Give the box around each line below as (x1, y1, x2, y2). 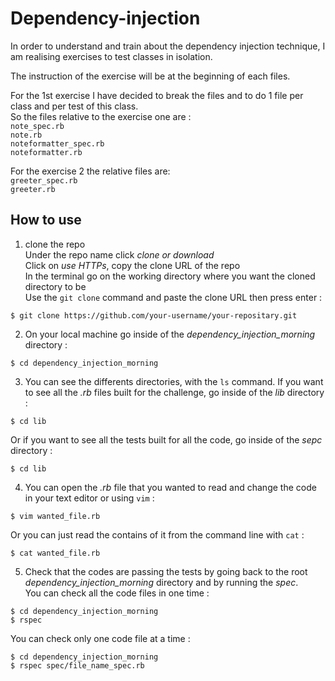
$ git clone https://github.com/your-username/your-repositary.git (10, 310, 298, 321)
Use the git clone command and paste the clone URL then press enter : (24, 291, 323, 303)
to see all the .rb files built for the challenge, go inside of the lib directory (24, 386, 325, 398)
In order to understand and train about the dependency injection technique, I (10, 40, 326, 52)
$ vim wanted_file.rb (10, 511, 101, 521)
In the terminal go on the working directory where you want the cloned (24, 270, 316, 282)
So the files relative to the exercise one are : (10, 110, 192, 122)
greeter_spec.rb (10, 175, 78, 186)
